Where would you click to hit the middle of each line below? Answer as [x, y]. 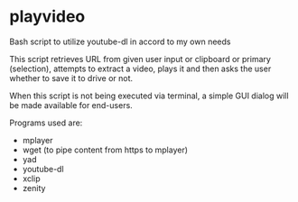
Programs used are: [46, 123]
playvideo [47, 17]
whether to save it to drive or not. [71, 78]
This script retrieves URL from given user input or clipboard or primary [140, 59]
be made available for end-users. [71, 105]
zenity [34, 188]
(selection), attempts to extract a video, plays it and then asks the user [140, 69]
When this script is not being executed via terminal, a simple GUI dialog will [149, 96]
